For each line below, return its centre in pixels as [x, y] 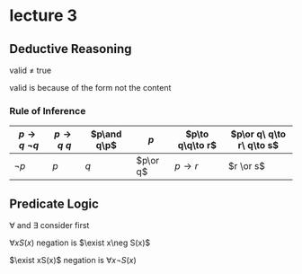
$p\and [106, 134]
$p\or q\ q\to [258, 134]
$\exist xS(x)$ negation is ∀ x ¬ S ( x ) [73, 261]
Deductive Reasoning [71, 49]
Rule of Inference [48, 110]
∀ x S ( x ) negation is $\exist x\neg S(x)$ [80, 243]
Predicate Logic [54, 203]
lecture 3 [44, 16]
